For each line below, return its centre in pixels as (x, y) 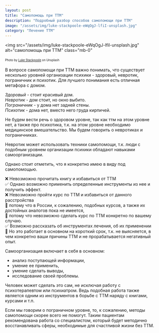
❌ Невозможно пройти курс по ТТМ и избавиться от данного (68, 194)
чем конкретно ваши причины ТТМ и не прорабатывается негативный (78, 236)
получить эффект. (23, 190)
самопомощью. (21, 169)
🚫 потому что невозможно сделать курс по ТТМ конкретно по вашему (78, 215)
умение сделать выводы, (38, 270)
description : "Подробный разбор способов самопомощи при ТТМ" (69, 20)
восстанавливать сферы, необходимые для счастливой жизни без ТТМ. (80, 325)
